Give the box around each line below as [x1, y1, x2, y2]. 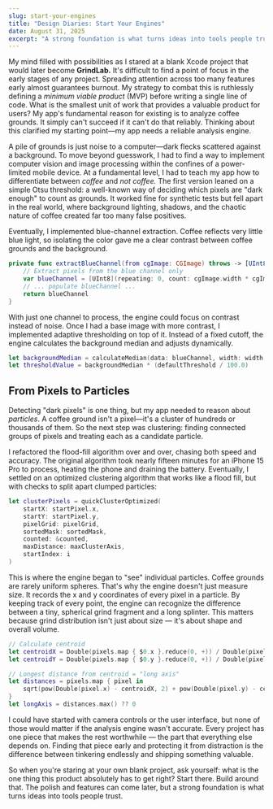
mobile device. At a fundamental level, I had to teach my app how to [32, 167, 260, 177]
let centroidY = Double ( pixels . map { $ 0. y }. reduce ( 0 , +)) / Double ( [8, 655, 249, 663]
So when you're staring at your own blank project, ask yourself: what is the [8, 765, 259, 775]
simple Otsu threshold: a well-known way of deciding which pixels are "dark [8, 185, 262, 195]
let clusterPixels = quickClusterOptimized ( [8, 498, 162, 506]
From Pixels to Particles [8, 384, 130, 398]
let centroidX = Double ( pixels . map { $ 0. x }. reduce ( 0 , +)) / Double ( [8, 647, 249, 655]
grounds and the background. [8, 244, 108, 254]
